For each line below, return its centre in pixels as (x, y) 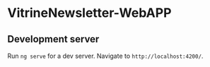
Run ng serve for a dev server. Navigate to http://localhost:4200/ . (105, 56)
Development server (53, 39)
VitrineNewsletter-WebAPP (89, 13)
